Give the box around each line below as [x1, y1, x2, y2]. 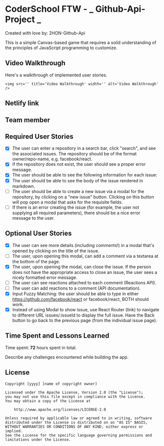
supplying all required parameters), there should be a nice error [12, 210, 141, 216]
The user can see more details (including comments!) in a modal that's [12, 242, 155, 248]
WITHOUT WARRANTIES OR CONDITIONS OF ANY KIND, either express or [5, 424, 143, 429]
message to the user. [12, 215, 55, 221]
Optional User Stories [5, 229, 72, 238]
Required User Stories [5, 132, 73, 141]
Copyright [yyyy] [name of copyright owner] [5, 381, 97, 386]
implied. [5, 428, 23, 433]
